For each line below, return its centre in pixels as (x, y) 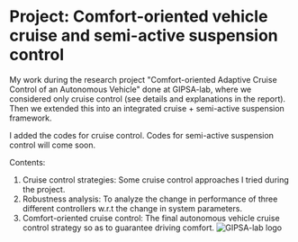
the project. (44, 189)
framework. (31, 118)
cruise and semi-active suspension (144, 36)
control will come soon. (53, 145)
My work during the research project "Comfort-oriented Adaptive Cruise (143, 79)
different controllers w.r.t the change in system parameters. (132, 208)
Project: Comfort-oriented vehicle (139, 17)
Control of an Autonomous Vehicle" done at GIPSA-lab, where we (131, 89)
